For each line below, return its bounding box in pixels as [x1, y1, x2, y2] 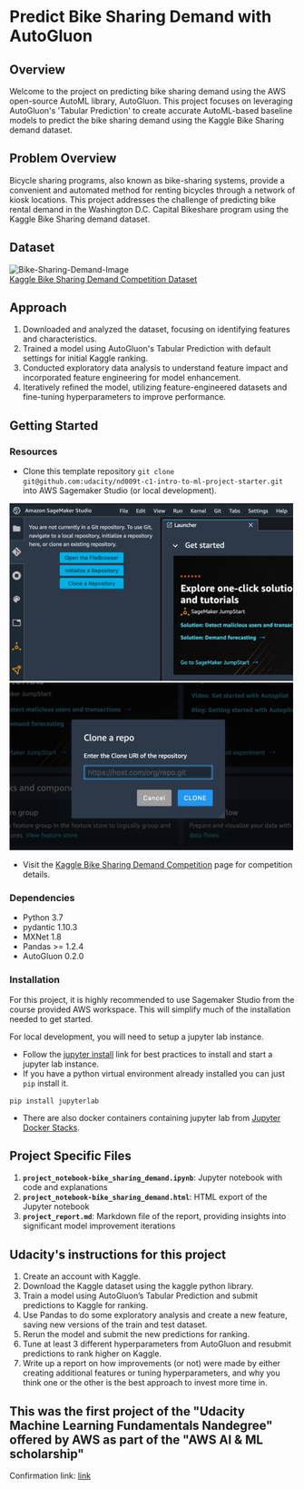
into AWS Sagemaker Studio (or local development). [22, 485, 218, 496]
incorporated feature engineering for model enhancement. [22, 372, 241, 383]
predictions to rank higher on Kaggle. [22, 1348, 162, 1359]
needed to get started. [9, 1013, 93, 1024]
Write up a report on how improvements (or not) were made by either [22, 1358, 281, 1369]
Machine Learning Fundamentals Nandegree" [9, 1417, 273, 1433]
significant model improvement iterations [22, 1220, 176, 1232]
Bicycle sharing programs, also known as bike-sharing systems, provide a [9, 174, 286, 185]
